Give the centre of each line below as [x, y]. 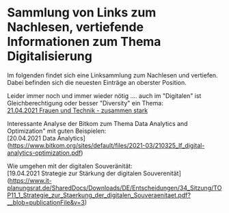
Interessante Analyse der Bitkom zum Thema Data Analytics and [97, 123]
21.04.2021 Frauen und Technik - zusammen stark [78, 110]
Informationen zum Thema [84, 42]
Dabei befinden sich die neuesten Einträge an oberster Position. [97, 82]
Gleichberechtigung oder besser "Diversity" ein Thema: [85, 103]
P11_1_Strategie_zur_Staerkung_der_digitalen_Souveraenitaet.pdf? [99, 195]
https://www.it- [31, 180]
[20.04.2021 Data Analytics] [46, 138]
